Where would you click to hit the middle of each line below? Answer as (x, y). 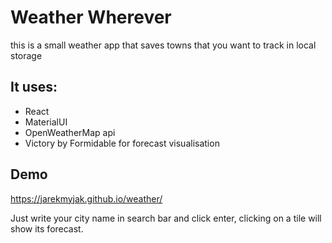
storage (26, 55)
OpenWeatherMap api (70, 132)
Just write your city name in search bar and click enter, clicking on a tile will (166, 218)
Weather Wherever (91, 17)
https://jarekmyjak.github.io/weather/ (86, 198)
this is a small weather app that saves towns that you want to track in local (163, 45)
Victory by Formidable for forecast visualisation (122, 143)
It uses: (34, 87)
